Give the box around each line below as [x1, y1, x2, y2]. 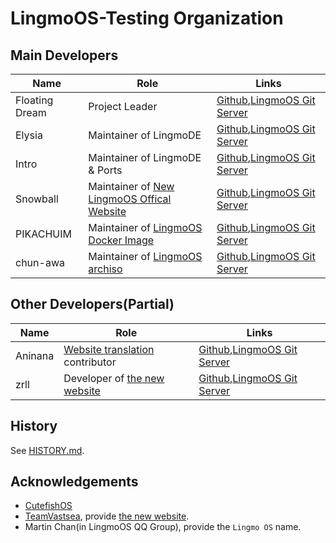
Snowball [15, 192, 59, 206]
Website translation [63, 342, 155, 356]
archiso [88, 262, 123, 276]
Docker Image [88, 233, 155, 247]
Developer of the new [63, 371, 165, 385]
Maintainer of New [88, 180, 175, 193]
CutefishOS [24, 500, 73, 512]
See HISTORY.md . [10, 444, 85, 456]
